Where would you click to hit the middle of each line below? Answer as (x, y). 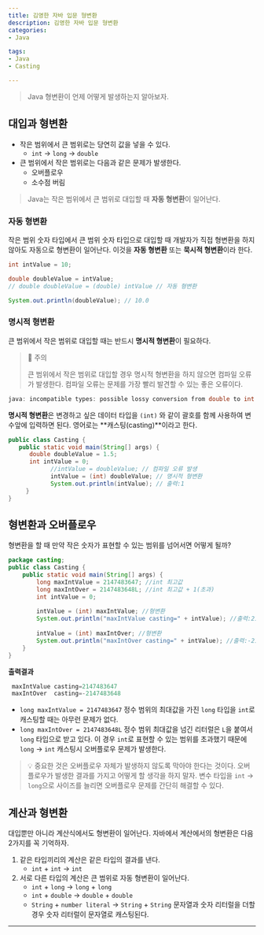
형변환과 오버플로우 (52, 525)
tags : (17, 52)
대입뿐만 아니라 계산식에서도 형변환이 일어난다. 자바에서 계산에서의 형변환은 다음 (131, 833)
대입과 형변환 (38, 124)
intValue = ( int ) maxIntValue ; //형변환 (101, 611)
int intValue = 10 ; (40, 265)
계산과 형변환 (38, 813)
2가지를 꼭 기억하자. (38, 843)
